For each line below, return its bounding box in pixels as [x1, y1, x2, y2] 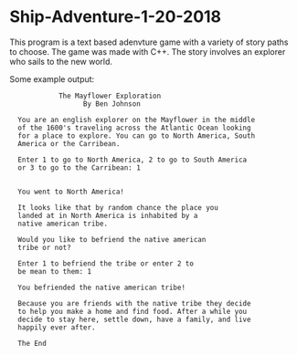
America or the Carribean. [17, 139, 121, 148]
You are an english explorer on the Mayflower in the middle [17, 115, 256, 124]
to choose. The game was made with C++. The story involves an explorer [9, 46, 286, 57]
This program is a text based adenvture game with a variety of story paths [9, 37, 289, 47]
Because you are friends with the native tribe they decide [17, 298, 251, 308]
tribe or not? [17, 243, 71, 252]
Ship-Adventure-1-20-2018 [9, 6, 222, 27]
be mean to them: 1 [17, 266, 92, 276]
